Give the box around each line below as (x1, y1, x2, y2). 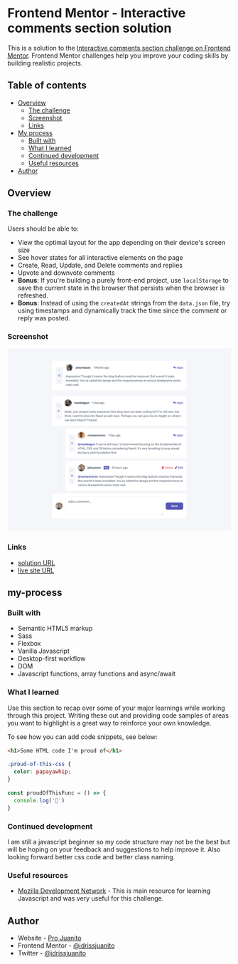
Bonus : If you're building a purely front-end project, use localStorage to (17, 276, 229, 285)
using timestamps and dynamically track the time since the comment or (17, 306, 227, 315)
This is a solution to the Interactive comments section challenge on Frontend (7, 43, 231, 52)
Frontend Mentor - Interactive (7, 5, 186, 21)
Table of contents (7, 80, 87, 92)
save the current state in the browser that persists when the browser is (17, 283, 225, 293)
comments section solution (7, 20, 172, 36)
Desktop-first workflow (17, 654, 86, 663)
